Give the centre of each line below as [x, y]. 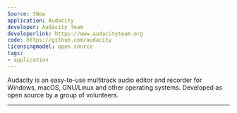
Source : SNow [26, 14]
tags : [15, 54]
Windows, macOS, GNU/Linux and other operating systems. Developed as [115, 87]
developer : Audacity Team [45, 27]
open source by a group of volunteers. [63, 95]
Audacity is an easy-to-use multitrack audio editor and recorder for [105, 80]
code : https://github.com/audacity [60, 40]
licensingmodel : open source [50, 47]
